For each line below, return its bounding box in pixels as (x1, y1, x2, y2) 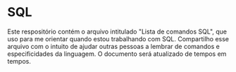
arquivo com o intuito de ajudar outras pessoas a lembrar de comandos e (7, 42, 220, 50)
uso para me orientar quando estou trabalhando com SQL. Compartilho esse (7, 34, 230, 43)
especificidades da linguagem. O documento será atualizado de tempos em (7, 50, 227, 58)
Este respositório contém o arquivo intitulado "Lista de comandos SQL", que (7, 27, 228, 36)
